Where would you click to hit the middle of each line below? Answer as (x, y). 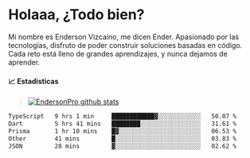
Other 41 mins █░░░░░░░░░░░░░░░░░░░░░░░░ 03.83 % (123, 138)
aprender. (24, 62)
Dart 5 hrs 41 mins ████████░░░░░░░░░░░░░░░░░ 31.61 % (123, 124)
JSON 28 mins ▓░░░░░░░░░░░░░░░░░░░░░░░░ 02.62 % (123, 146)
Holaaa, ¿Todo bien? (76, 15)
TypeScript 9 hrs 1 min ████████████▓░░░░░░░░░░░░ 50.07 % (123, 117)
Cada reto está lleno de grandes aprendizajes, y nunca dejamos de (118, 53)
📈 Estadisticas (33, 81)
